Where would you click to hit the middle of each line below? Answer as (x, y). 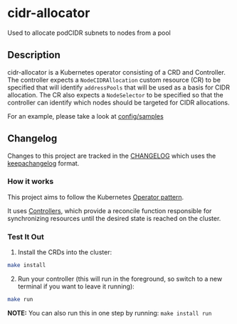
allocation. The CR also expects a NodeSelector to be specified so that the (116, 94)
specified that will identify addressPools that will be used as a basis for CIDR (118, 87)
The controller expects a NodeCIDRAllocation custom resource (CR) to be (114, 80)
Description (34, 55)
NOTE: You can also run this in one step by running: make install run (110, 313)
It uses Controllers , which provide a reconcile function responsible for (110, 210)
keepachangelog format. (43, 163)
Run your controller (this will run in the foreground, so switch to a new (120, 279)
